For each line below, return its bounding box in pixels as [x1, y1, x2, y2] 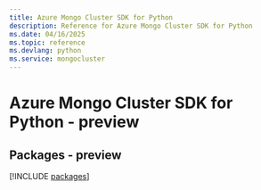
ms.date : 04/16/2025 [9, 29, 86, 38]
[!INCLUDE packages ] [9, 171, 90, 181]
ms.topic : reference [9, 37, 86, 47]
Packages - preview [9, 147, 122, 162]
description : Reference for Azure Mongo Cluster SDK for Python [9, 21, 253, 30]
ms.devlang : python [9, 46, 82, 55]
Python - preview [9, 112, 140, 132]
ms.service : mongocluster [9, 54, 105, 63]
